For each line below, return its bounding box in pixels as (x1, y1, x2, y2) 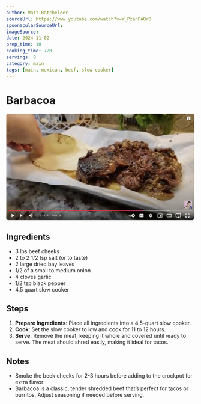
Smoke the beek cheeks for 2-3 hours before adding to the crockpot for (14, 372, 193, 379)
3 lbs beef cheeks (14, 248, 60, 255)
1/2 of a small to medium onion (14, 267, 91, 274)
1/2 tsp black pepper (14, 280, 66, 287)
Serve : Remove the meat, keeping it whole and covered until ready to (14, 332, 187, 340)
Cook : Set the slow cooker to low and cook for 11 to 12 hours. (14, 326, 166, 333)
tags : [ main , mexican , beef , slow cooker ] (6, 67, 114, 73)
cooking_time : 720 (6, 48, 52, 54)
